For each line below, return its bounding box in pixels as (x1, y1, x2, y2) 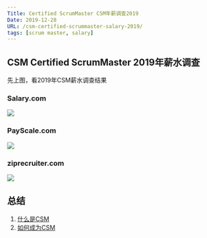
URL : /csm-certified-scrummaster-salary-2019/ (7, 23, 143, 30)
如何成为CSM (17, 223, 56, 231)
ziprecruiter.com (7, 158, 65, 168)
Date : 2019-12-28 (7, 17, 57, 23)
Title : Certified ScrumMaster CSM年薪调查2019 (7, 10, 139, 17)
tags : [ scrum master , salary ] (7, 29, 94, 36)
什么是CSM (17, 215, 50, 223)
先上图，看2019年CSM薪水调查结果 (7, 76, 107, 85)
